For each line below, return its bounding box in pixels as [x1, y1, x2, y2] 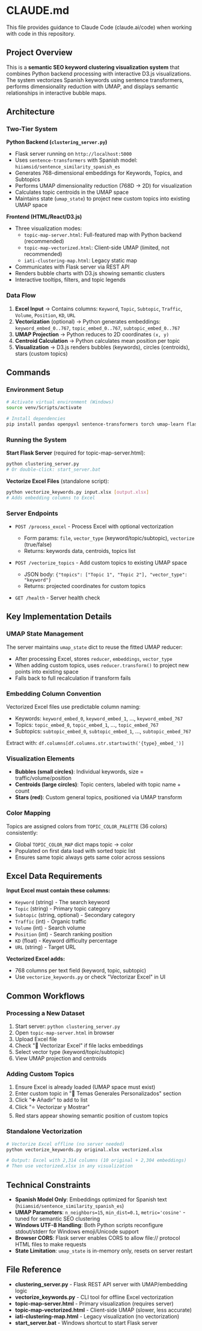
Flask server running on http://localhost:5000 [14, 150, 132, 158]
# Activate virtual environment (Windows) [6, 399, 114, 405]
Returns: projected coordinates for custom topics [23, 583, 146, 590]
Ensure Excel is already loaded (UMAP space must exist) [14, 1084, 156, 1091]
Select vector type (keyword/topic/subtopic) [14, 1049, 125, 1056]
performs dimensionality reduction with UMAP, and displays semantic [6, 83, 179, 90]
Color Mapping [6, 809, 51, 817]
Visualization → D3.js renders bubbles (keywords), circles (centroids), [14, 343, 190, 351]
